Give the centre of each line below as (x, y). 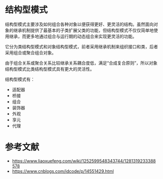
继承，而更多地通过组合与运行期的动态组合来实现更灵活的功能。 (73, 36)
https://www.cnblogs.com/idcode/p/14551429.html (63, 171)
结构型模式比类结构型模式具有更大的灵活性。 (50, 69)
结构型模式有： (20, 79)
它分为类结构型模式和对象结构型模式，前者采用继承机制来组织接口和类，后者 (81, 46)
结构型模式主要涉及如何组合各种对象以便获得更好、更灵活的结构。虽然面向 (79, 24)
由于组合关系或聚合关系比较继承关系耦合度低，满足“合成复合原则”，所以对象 (81, 63)
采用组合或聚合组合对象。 (31, 52)
